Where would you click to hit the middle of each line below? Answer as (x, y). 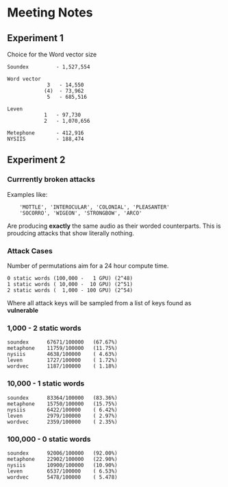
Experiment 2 (36, 160)
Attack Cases (30, 250)
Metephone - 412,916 (46, 133)
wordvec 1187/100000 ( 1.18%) (62, 366)
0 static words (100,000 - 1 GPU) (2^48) (70, 278)
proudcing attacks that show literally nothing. (71, 233)
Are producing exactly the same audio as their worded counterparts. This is (114, 226)
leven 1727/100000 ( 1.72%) (62, 360)
